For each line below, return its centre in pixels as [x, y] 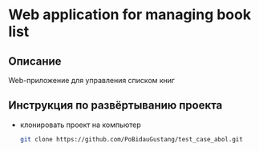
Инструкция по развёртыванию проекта [115, 105]
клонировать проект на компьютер [81, 125]
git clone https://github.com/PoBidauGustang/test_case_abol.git [131, 139]
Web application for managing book [129, 15]
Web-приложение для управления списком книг [91, 80]
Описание [35, 61]
